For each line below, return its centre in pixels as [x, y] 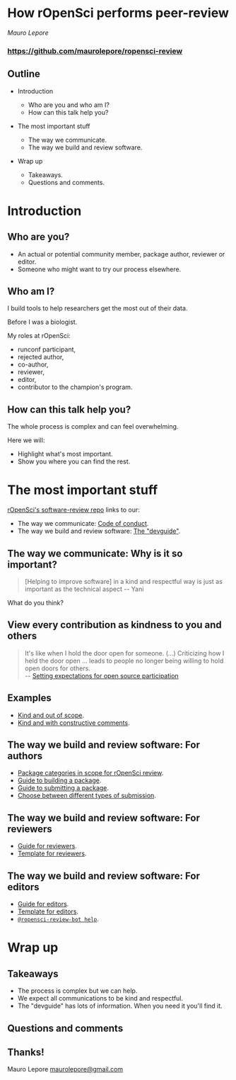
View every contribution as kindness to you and [114, 625]
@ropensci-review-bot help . [58, 919]
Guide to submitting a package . [63, 788]
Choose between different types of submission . [87, 796]
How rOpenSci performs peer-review [118, 13]
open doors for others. [57, 668]
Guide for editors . [43, 904]
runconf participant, [47, 349]
